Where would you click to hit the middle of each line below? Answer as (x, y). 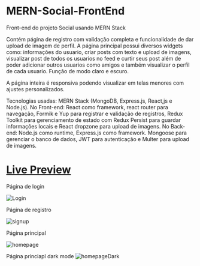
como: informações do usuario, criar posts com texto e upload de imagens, (99, 52)
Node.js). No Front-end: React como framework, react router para (87, 107)
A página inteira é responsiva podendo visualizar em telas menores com (95, 83)
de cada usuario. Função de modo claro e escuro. (67, 71)
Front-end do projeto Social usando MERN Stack (66, 28)
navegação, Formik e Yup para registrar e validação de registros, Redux (95, 113)
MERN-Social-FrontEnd (66, 11)
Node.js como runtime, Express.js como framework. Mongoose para (103, 133)
